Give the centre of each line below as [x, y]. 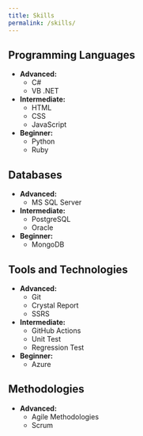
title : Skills [32, 15]
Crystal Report [55, 305]
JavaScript [49, 124]
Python [43, 142]
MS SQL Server [56, 202]
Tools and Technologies [68, 269]
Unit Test [46, 338]
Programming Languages [72, 55]
